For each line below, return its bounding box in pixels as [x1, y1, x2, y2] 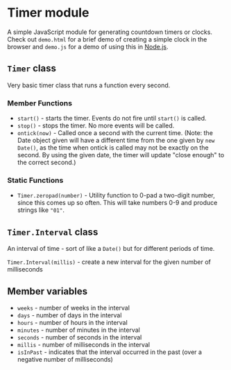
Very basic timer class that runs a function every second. [7, 81, 171, 89]
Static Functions [7, 175, 64, 185]
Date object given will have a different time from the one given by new [17, 136, 215, 145]
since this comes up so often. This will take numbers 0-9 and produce [17, 199, 218, 207]
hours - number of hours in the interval [17, 318, 128, 326]
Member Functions [7, 98, 73, 108]
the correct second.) [17, 158, 76, 167]
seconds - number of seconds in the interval [17, 333, 142, 341]
